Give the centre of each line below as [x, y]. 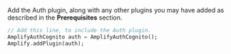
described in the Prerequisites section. [65, 18]
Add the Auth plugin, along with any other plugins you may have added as [116, 10]
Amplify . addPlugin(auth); [46, 43]
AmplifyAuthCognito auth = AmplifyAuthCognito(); [83, 37]
